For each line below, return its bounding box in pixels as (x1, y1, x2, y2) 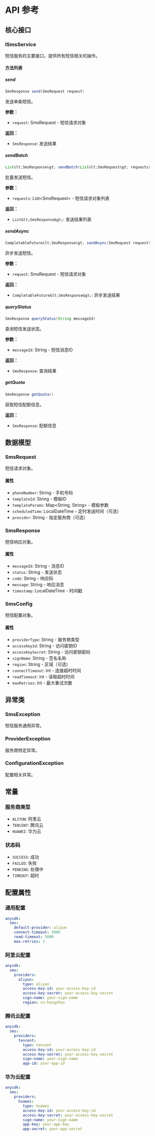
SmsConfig (5, 601, 33, 607)
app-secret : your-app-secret (23, 1127, 83, 1132)
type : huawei (23, 1103, 50, 1108)
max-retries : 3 (14, 939, 45, 944)
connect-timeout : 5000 (14, 930, 61, 935)
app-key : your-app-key (23, 1122, 69, 1127)
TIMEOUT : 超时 (12, 872, 39, 878)
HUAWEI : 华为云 (12, 828, 41, 834)
